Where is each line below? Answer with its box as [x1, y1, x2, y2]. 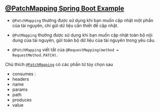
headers [12, 76, 29, 82]
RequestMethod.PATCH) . [12, 52, 58, 58]
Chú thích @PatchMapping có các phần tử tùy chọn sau [5, 61, 113, 67]
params [12, 86, 28, 92]
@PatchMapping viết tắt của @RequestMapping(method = [12, 46, 119, 52]
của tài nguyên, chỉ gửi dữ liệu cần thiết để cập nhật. [12, 22, 119, 28]
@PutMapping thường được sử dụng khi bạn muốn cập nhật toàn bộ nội [12, 32, 153, 38]
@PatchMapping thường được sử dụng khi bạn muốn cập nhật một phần [12, 17, 154, 23]
